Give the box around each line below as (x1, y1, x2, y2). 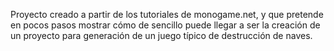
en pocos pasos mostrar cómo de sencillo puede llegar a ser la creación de (10, 19, 321, 31)
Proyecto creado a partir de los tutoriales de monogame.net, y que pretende (10, 9, 324, 20)
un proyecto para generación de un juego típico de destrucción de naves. (10, 30, 313, 41)
